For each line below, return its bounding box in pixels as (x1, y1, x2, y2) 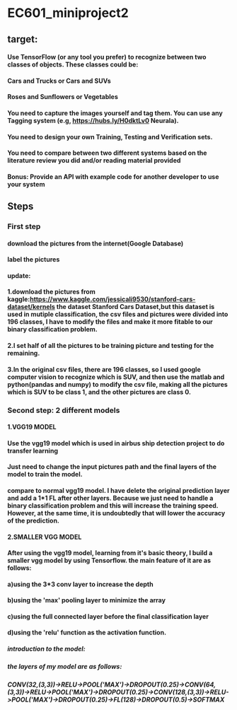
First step (7, 221, 41, 231)
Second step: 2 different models (7, 405, 120, 415)
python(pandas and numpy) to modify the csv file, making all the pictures (7, 380, 228, 388)
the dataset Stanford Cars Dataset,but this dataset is (56, 303, 215, 311)
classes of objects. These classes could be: (7, 60, 139, 69)
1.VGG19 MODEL (7, 423, 57, 431)
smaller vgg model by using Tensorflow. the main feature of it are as (7, 557, 211, 565)
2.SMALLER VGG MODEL (7, 532, 82, 541)
